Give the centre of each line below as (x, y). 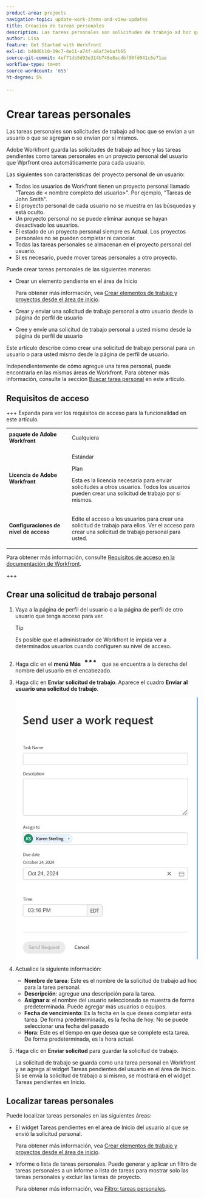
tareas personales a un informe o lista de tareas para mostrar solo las (102, 1171)
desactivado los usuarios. (47, 225)
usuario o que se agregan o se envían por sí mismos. (72, 138)
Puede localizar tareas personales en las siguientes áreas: (79, 1116)
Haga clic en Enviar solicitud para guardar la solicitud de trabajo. (97, 1050)
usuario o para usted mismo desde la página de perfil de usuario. (88, 354)
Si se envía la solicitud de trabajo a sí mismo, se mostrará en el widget (103, 1075)
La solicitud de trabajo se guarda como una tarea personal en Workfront (105, 1062)
